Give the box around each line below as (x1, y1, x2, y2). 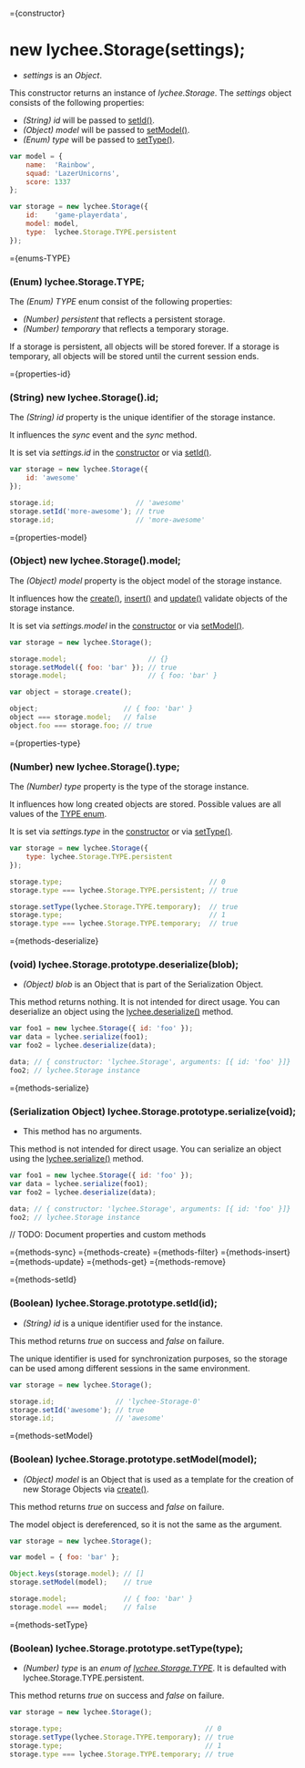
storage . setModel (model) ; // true (9, 1577, 153, 1587)
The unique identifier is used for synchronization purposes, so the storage (9, 1353, 289, 1364)
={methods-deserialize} (9, 936, 99, 946)
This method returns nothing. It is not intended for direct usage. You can (9, 997, 280, 1008)
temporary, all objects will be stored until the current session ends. (9, 350, 259, 361)
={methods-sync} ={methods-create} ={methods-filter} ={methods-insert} (9, 1246, 291, 1257)
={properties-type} (9, 738, 81, 749)
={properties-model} (9, 532, 88, 543)
